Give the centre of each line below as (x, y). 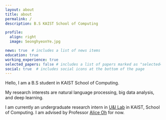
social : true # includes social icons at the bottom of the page (75, 69)
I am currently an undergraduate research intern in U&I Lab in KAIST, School (83, 107)
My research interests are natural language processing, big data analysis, (80, 92)
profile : (14, 33)
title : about (19, 14)
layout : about (20, 10)
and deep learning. (24, 98)
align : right (23, 37)
